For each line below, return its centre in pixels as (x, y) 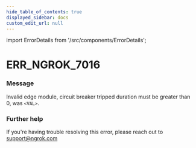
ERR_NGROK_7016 (53, 65)
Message (20, 83)
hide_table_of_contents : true (44, 12)
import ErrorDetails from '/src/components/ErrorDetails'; (76, 40)
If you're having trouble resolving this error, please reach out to (85, 132)
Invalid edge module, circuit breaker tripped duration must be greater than (98, 97)
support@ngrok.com (32, 138)
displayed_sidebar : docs (37, 18)
